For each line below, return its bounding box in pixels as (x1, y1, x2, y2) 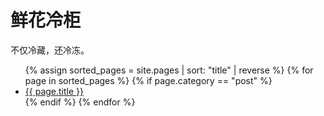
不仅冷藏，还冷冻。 (10, 44, 90, 56)
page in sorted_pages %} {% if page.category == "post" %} (24, 74, 273, 86)
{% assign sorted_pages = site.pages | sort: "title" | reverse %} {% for (24, 64, 314, 76)
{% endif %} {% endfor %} (24, 96, 136, 108)
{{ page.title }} (24, 85, 84, 97)
